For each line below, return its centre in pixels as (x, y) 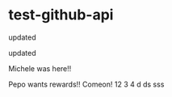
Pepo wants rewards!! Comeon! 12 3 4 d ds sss (86, 84)
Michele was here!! (40, 68)
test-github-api (61, 15)
